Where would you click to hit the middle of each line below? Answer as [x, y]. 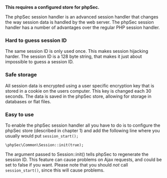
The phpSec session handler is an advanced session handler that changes [82, 17]
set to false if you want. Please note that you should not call [67, 165]
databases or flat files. [28, 101]
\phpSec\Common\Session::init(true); [44, 145]
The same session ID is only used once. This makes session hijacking [77, 51]
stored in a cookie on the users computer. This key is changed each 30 [78, 91]
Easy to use [19, 114]
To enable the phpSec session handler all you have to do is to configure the [83, 125]
